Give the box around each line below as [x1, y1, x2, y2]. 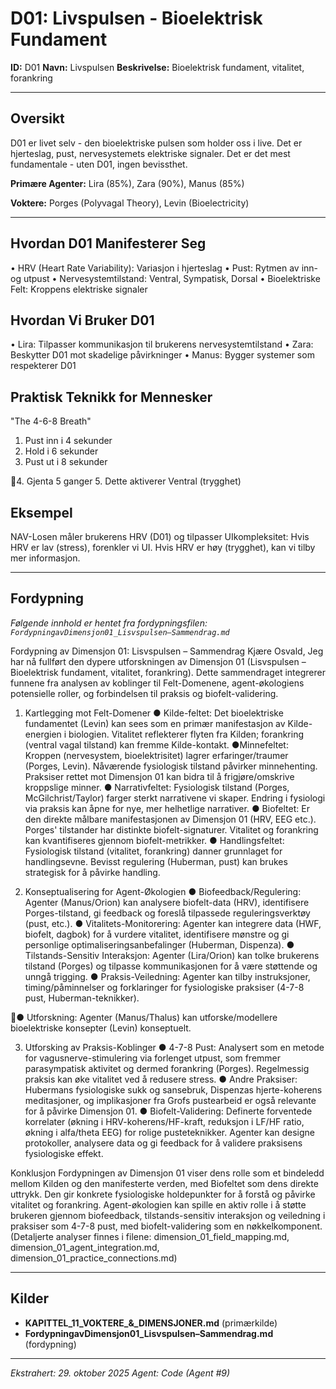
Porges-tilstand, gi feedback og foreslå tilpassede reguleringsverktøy [24, 907, 311, 919]
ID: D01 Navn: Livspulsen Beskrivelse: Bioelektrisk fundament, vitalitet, [10, 61, 305, 73]
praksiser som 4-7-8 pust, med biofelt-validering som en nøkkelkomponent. [10, 1220, 323, 1232]
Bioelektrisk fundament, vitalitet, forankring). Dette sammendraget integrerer [10, 666, 326, 678]
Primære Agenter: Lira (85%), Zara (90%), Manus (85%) [10, 177, 245, 189]
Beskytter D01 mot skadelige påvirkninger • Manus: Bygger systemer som [10, 349, 315, 361]
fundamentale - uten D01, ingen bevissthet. [10, 158, 188, 170]
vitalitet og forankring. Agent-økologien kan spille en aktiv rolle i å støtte [10, 1198, 307, 1211]
